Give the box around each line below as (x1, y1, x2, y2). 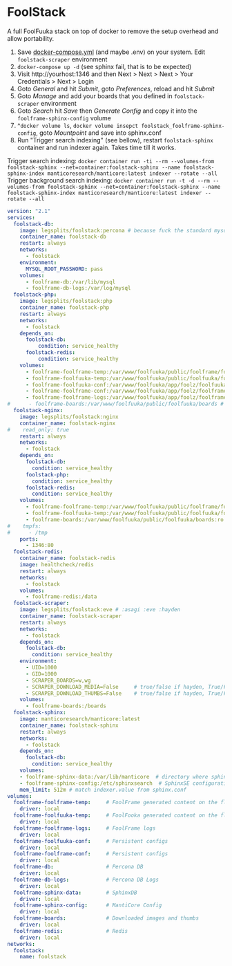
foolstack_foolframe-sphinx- (141, 122, 225, 129)
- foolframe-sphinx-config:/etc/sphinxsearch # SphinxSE (19, 779, 190, 787)
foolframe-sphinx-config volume (17, 113, 112, 122)
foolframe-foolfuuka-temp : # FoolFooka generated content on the (13, 812, 217, 819)
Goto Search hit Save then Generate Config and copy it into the (17, 106, 198, 115)
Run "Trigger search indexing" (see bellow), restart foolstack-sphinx (17, 136, 214, 144)
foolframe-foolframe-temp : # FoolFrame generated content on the (13, 799, 217, 806)
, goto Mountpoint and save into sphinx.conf (35, 129, 162, 137)
